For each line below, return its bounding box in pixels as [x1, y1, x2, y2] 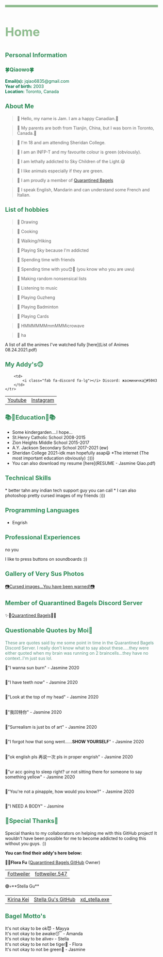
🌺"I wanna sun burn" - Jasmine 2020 [5, 665, 80, 671]
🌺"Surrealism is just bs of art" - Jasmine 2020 [5, 724, 97, 730]
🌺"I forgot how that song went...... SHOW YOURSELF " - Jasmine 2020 [5, 739, 144, 745]
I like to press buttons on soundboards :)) [5, 556, 87, 562]
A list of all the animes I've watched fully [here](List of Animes [5, 342, 129, 348]
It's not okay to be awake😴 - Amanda [5, 931, 83, 937]
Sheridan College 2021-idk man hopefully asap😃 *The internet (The [12, 450, 149, 456]
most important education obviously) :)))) [12, 455, 95, 461]
